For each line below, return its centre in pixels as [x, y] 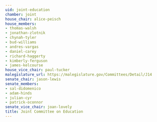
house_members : [21, 24]
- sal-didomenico [23, 88]
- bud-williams [21, 42]
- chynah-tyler [21, 38]
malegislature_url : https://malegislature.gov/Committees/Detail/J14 [79, 75]
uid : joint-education [28, 10]
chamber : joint [21, 14]
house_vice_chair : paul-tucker [38, 70]
